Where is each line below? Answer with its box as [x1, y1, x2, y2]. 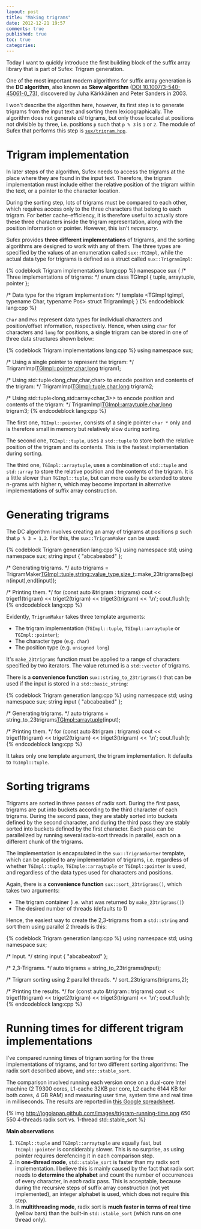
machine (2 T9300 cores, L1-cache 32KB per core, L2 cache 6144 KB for [6, 1085, 187, 1092]
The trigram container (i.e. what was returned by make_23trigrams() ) [14, 898, 184, 906]
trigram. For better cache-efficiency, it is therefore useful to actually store [6, 211, 188, 218]
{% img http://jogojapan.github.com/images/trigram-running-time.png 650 [6, 1109, 191, 1116]
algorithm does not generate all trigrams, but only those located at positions [6, 114, 194, 121]
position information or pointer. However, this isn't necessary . [6, 224, 158, 232]
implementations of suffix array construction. [6, 487, 118, 494]
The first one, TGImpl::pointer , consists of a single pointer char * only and [6, 419, 191, 426]
